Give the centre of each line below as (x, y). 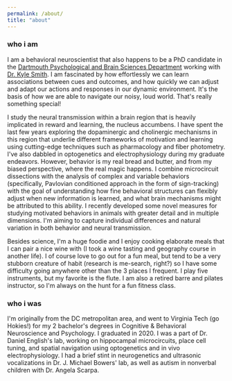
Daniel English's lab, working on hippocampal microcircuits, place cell (107, 341)
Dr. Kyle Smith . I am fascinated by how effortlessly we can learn (98, 74)
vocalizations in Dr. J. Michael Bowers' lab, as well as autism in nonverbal (112, 363)
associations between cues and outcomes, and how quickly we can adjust (113, 81)
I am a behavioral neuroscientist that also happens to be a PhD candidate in (115, 59)
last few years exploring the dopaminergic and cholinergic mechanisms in (112, 132)
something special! (34, 103)
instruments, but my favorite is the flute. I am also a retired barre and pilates (115, 278)
